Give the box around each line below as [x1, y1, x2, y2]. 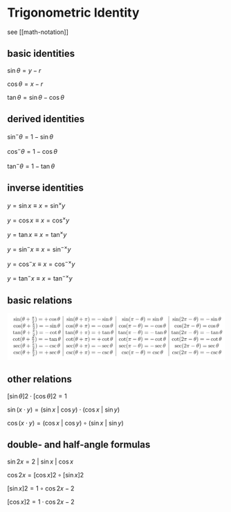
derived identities [7, 113, 85, 125]
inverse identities [7, 182, 84, 193]
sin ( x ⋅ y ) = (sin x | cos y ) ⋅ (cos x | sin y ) [7, 405, 120, 414]
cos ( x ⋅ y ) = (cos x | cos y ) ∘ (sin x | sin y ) [7, 418, 124, 427]
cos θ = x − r [7, 80, 44, 88]
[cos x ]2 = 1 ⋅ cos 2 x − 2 [7, 497, 75, 506]
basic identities [7, 48, 75, 60]
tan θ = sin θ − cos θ [7, 93, 64, 101]
